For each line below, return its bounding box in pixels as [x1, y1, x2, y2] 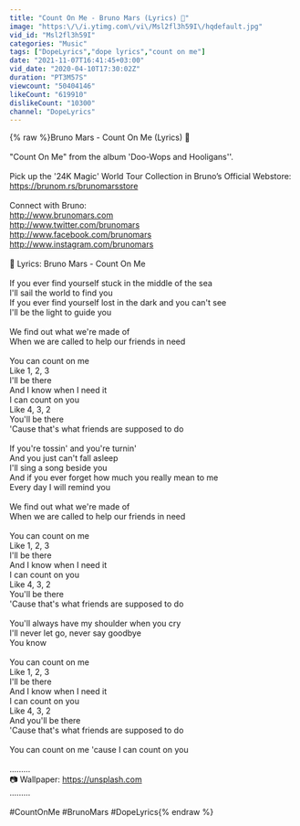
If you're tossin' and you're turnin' [9, 443, 137, 454]
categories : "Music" [9, 38, 88, 48]
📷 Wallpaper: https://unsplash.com [9, 774, 143, 785]
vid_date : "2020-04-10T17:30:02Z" [9, 65, 141, 74]
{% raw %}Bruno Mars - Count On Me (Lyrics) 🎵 [9, 132, 191, 143]
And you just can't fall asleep [9, 453, 119, 464]
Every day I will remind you [9, 482, 111, 493]
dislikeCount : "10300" [9, 98, 96, 108]
